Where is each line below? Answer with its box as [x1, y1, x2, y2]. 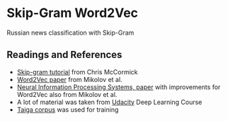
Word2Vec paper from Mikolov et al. [16, 75, 122, 83]
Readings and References [6, 49, 122, 61]
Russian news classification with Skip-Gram [6, 28, 135, 37]
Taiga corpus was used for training [16, 105, 119, 114]
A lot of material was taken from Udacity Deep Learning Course [16, 98, 203, 106]
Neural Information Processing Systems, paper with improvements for [16, 83, 221, 91]
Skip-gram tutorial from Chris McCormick [16, 67, 139, 76]
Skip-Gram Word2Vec [6, 5, 139, 21]
